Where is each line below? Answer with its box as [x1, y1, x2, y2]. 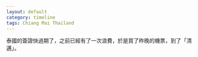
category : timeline [6, 14, 56, 20]
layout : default [6, 8, 47, 15]
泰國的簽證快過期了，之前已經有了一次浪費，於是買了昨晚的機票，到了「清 [6, 37, 192, 44]
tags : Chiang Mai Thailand [6, 20, 74, 26]
